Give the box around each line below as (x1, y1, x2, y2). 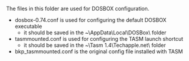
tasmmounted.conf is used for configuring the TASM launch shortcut (14, 36, 184, 42)
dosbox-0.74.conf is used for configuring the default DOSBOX (14, 17, 167, 23)
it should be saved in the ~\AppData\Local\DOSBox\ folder (23, 29, 166, 36)
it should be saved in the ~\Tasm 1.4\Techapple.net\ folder (23, 41, 166, 49)
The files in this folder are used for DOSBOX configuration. (6, 5, 150, 12)
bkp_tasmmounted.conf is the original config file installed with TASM (14, 48, 183, 55)
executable (14, 23, 43, 30)
